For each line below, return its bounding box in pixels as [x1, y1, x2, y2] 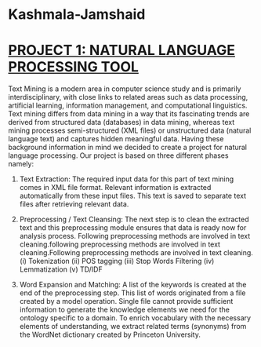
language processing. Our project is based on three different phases [8, 151, 229, 160]
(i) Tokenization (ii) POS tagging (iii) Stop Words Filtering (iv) [19, 257, 215, 266]
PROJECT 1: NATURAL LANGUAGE [8, 42, 236, 60]
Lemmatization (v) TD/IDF [19, 265, 103, 274]
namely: [8, 159, 34, 169]
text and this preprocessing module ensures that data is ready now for [19, 223, 247, 232]
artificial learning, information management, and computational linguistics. [8, 100, 248, 111]
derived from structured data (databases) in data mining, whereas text [8, 118, 235, 127]
